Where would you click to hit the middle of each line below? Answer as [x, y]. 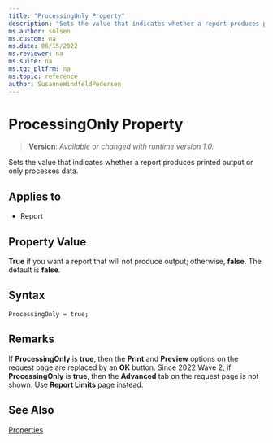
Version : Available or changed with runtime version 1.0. [121, 146]
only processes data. [43, 171]
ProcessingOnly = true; [49, 314]
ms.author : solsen [39, 31]
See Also [31, 410]
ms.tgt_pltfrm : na [39, 69]
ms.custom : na [32, 39]
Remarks [32, 339]
